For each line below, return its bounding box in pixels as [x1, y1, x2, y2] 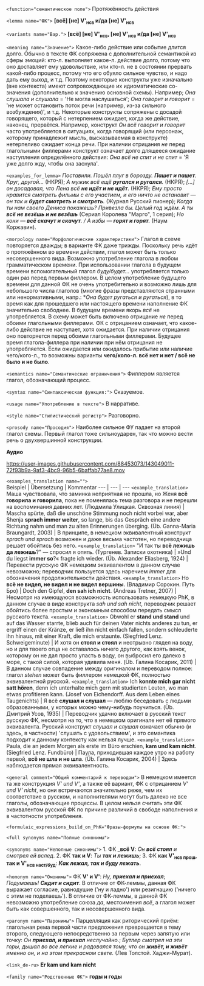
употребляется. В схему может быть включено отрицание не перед [6, 313, 183, 320]
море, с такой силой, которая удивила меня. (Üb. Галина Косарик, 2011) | [6, 658, 197, 665]
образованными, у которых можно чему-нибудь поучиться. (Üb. [6, 703, 174, 711]
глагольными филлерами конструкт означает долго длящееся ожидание [6, 147, 195, 154]
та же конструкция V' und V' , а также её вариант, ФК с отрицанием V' [6, 780, 188, 787]
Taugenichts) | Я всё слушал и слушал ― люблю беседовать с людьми [6, 697, 191, 704]
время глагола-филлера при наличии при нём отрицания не [6, 338, 163, 346]
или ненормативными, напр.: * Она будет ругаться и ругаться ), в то [6, 293, 182, 301]
